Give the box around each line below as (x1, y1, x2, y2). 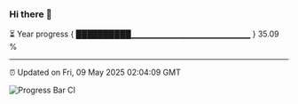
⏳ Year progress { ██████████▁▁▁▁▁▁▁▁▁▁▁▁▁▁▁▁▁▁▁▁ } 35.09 (9, 28, 279, 39)
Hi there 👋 (9, 8, 53, 20)
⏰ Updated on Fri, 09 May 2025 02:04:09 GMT (9, 67, 182, 78)
